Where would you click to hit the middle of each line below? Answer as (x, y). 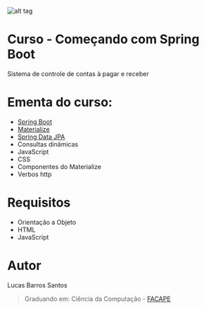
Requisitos (39, 203)
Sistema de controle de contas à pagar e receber (78, 73)
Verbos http (34, 174)
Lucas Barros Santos (38, 285)
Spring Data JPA (41, 137)
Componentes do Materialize (59, 166)
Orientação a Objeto (47, 222)
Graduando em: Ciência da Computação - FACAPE (97, 299)
